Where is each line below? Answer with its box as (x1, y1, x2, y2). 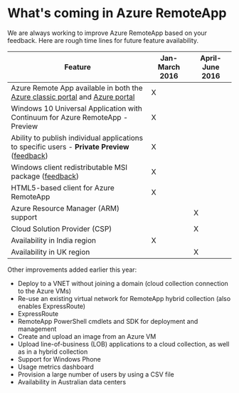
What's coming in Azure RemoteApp (7, 5, 227, 21)
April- (200, 53, 222, 63)
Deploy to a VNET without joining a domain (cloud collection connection (17, 279, 229, 287)
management (17, 325, 57, 333)
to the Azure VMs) (17, 287, 72, 295)
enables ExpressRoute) (17, 302, 86, 310)
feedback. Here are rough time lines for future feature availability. (7, 36, 199, 44)
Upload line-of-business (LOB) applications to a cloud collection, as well (17, 340, 230, 348)
